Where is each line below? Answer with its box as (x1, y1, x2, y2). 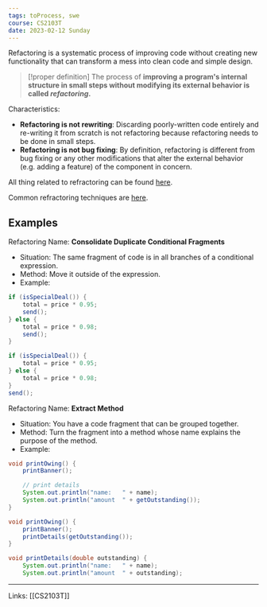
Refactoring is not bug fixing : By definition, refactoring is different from (19, 145, 256, 155)
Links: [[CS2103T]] (8, 590, 70, 601)
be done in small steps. (19, 137, 96, 146)
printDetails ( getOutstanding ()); (22, 532, 133, 541)
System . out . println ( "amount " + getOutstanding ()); (22, 496, 201, 504)
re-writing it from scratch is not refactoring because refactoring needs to (19, 128, 258, 138)
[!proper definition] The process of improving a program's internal (27, 72, 248, 82)
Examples (8, 216, 58, 229)
